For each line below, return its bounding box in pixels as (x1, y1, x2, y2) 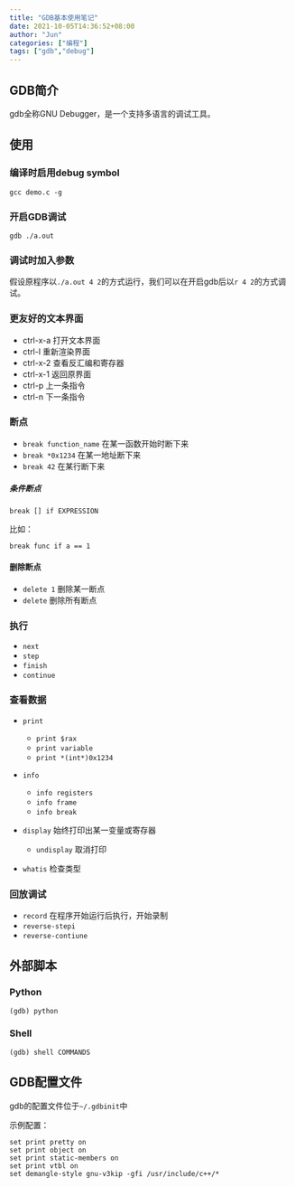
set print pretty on (9, 1137, 88, 1146)
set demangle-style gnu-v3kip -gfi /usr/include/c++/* (9, 1169, 220, 1178)
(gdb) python (9, 1006, 59, 1015)
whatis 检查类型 (22, 862, 81, 873)
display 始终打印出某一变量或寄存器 (22, 824, 156, 835)
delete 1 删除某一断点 (22, 583, 106, 594)
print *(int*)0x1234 (35, 753, 114, 762)
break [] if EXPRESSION (9, 506, 99, 515)
